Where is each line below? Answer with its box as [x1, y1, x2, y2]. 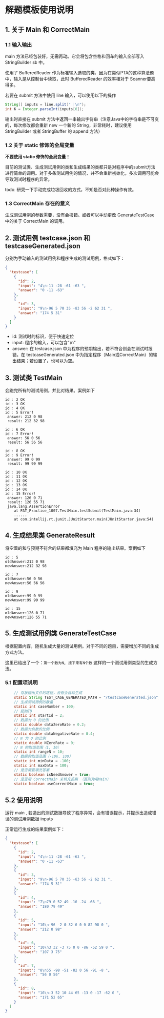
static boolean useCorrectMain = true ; [14, 781, 95, 786]
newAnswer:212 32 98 [5, 563, 47, 568]
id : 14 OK [5, 487, 27, 492]
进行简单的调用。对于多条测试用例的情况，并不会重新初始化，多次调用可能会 [5, 170, 159, 176]
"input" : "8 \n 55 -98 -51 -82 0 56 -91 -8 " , [18, 968, 110, 973]
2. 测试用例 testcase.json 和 [5, 234, 90, 242]
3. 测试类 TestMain [5, 374, 62, 382]
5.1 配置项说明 [5, 679, 38, 686]
